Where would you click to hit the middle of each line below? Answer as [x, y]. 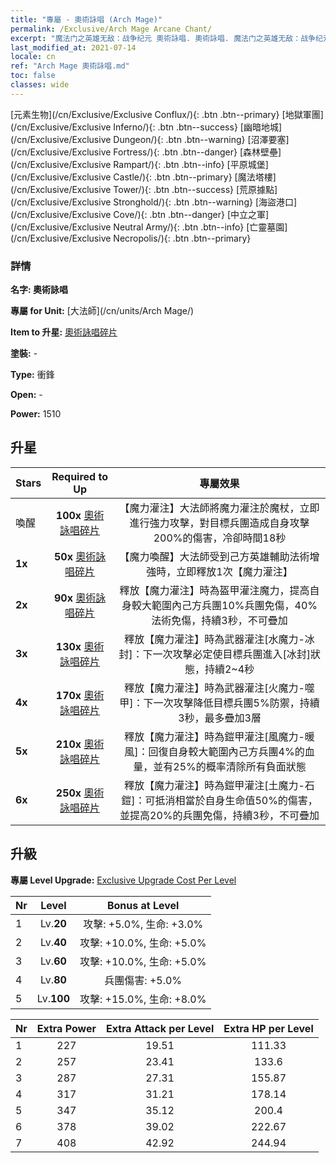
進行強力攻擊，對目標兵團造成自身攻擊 [219, 523]
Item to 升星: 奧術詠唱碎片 [64, 332]
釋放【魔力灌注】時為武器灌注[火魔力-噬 [219, 688]
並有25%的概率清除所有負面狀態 [230, 766]
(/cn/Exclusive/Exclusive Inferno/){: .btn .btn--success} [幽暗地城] [146, 127]
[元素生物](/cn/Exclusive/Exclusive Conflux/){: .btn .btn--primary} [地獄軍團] [167, 114]
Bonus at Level [143, 905]
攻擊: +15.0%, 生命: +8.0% [143, 999]
